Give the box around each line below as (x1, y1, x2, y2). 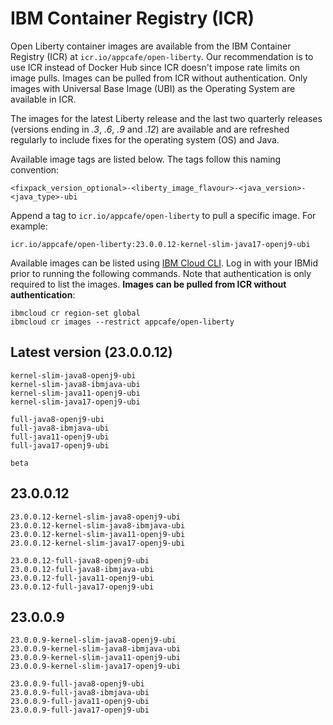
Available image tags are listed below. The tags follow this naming (10, 153, 282, 165)
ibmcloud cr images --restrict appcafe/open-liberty (10, 317, 235, 327)
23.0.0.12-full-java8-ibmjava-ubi (10, 564, 155, 574)
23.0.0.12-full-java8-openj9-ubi (10, 555, 150, 566)
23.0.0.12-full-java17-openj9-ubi (10, 582, 155, 592)
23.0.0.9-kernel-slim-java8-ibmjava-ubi (10, 644, 182, 654)
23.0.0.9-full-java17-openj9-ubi (10, 705, 150, 716)
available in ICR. (10, 93, 77, 105)
